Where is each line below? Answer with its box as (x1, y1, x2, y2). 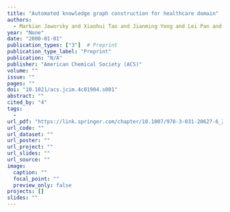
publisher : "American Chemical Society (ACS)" (7, 61, 142, 68)
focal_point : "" (13, 175, 60, 182)
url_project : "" (7, 144, 53, 150)
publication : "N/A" (7, 55, 63, 62)
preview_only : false (13, 182, 72, 189)
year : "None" (7, 29, 44, 36)
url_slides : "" (7, 150, 51, 157)
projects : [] (7, 188, 44, 195)
